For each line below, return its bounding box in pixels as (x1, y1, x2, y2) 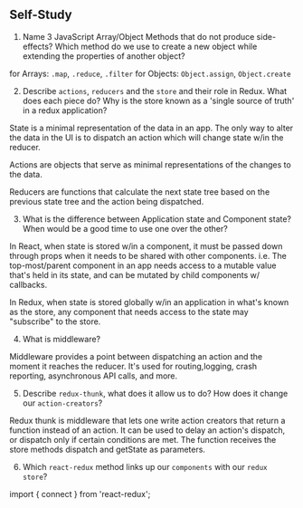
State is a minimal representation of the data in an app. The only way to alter (9, 122, 294, 133)
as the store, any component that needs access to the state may (9, 306, 249, 317)
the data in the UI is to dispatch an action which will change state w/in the (9, 131, 284, 143)
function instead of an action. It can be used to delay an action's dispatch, (9, 425, 286, 436)
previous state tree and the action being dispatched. (9, 196, 204, 206)
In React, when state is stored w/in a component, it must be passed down (9, 240, 283, 252)
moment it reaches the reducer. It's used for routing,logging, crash (9, 360, 258, 371)
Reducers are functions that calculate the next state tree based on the (9, 186, 270, 197)
